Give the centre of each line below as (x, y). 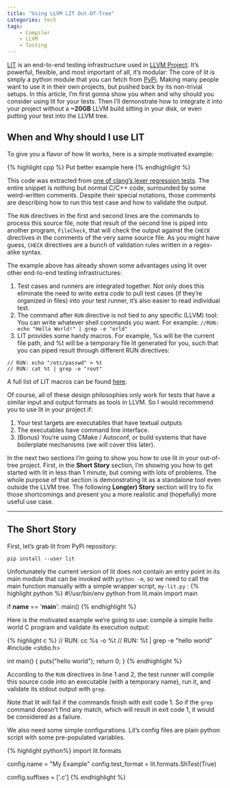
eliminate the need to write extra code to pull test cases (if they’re (110, 293)
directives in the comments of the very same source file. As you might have (114, 237)
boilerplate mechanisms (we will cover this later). (86, 444)
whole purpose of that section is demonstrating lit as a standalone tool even (114, 479)
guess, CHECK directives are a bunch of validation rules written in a (100, 245)
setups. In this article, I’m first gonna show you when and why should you (111, 94)
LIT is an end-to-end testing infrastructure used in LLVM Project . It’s (103, 65)
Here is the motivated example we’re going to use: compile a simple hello (110, 620)
